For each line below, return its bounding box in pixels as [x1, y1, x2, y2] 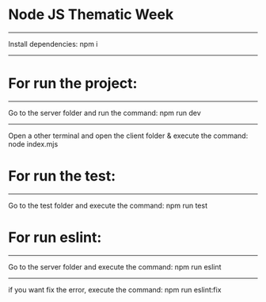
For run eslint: [8, 228, 102, 247]
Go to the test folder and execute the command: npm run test [8, 201, 208, 210]
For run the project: [8, 75, 138, 93]
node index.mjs [8, 139, 59, 148]
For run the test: [8, 167, 116, 185]
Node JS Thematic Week [8, 6, 174, 24]
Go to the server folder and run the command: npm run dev [8, 108, 202, 117]
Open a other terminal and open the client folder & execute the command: [8, 131, 249, 140]
